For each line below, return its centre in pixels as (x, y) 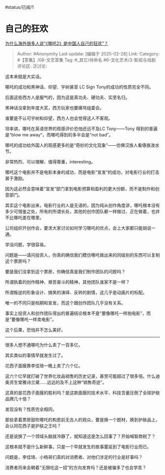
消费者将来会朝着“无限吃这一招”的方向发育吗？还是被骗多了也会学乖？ (76, 467)
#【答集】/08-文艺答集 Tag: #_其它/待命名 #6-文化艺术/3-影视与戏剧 (86, 60)
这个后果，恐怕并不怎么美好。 (35, 330)
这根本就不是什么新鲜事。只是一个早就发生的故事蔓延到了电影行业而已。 (78, 447)
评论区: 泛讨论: (32, 66)
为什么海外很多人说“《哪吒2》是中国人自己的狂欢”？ (57, 43)
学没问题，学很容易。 (27, 244)
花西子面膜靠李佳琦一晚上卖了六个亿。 (44, 366)
